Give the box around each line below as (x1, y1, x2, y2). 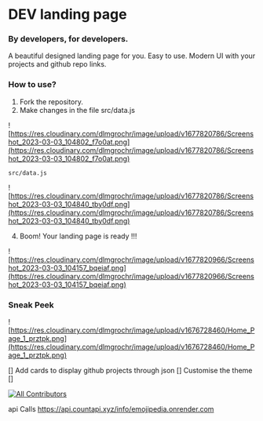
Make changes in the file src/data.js (19, 105, 136, 114)
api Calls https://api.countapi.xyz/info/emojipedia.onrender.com (8, 405, 214, 414)
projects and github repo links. (8, 60, 107, 69)
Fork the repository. (19, 96, 84, 107)
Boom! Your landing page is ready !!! (19, 231, 137, 241)
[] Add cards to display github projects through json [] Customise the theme (8, 366, 253, 376)
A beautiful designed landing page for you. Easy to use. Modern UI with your (8, 51, 256, 60)
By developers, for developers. (8, 34, 129, 45)
